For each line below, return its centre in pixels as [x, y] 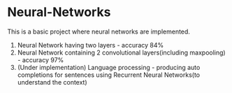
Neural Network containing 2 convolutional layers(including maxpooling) [121, 52]
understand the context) [52, 82]
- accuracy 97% [41, 59]
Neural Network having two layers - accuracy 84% [90, 45]
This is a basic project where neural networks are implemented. [99, 31]
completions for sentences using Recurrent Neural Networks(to [109, 75]
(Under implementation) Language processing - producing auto [109, 67]
